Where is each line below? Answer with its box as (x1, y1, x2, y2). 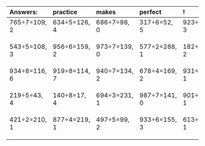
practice (52, 8, 77, 16)
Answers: (9, 8, 38, 16)
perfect (139, 8, 162, 16)
